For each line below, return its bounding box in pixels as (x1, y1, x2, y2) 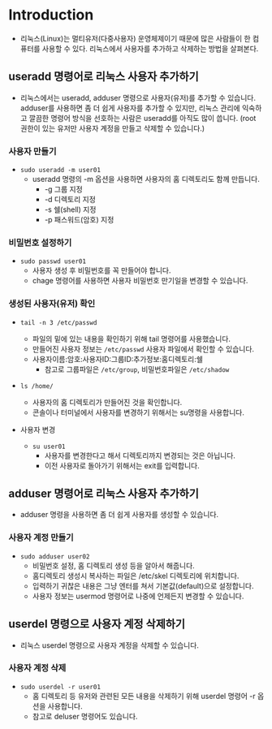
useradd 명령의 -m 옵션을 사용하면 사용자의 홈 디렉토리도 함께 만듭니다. (32, 175, 260, 184)
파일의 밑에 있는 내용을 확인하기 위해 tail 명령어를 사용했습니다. (32, 334, 231, 343)
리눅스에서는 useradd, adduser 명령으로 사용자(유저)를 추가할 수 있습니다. (19, 93, 256, 102)
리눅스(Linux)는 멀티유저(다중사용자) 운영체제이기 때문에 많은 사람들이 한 (19, 33, 251, 43)
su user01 (32, 442, 67, 451)
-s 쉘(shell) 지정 (44, 205, 97, 214)
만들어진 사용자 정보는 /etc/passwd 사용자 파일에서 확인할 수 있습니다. (32, 343, 254, 354)
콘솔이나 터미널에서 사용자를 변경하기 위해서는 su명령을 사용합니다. (32, 408, 245, 417)
